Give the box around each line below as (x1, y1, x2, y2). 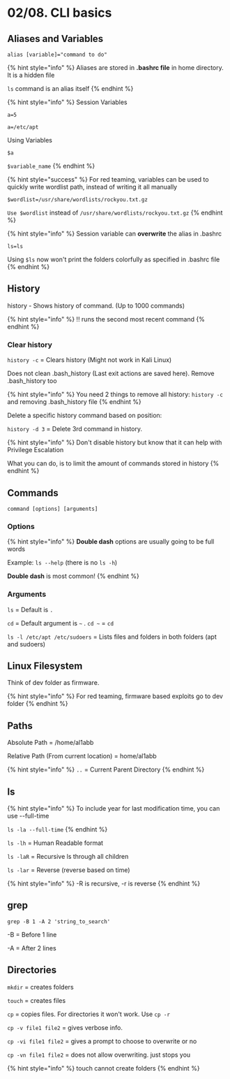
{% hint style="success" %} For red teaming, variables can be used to (7, 175, 209, 183)
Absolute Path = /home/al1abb (7, 739, 94, 747)
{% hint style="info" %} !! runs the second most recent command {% (7, 314, 206, 323)
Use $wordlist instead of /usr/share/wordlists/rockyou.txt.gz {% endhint (7, 208, 223, 217)
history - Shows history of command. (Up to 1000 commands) (7, 301, 185, 310)
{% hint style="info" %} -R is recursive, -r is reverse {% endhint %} (7, 879, 201, 888)
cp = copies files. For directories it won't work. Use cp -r (7, 1010, 171, 1018)
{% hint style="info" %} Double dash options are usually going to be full (7, 537, 215, 546)
